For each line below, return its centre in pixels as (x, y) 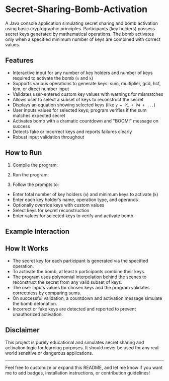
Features (19, 61)
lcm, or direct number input (41, 89)
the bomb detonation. (35, 303)
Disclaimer (22, 330)
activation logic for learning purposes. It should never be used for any (77, 347)
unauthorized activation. (37, 314)
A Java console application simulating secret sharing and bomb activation (82, 23)
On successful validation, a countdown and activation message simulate (87, 298)
